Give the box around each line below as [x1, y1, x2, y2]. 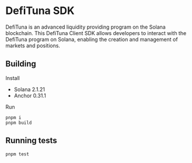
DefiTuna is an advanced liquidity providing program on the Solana [5, 23, 166, 30]
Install [5, 74, 20, 81]
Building [5, 59, 36, 69]
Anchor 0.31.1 [13, 92, 46, 99]
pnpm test [5, 151, 30, 157]
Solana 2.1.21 [13, 86, 45, 93]
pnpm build [5, 120, 32, 126]
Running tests [5, 136, 58, 145]
